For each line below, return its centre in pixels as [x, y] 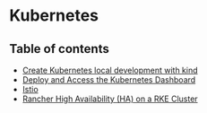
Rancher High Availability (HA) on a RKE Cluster [110, 99]
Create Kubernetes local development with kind [110, 70]
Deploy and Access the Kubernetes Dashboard [109, 80]
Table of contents [59, 49]
